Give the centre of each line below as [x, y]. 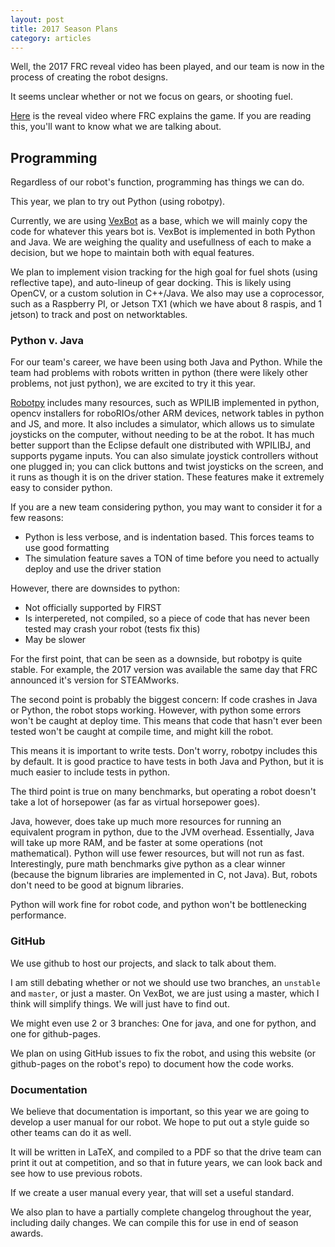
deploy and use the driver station [93, 569]
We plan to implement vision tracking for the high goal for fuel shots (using [164, 272]
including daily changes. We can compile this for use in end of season [154, 1223]
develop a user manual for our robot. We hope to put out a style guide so [160, 1122]
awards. [27, 1233]
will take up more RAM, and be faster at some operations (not [136, 843]
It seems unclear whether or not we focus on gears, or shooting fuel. [151, 97]
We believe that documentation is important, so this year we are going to [160, 1112]
